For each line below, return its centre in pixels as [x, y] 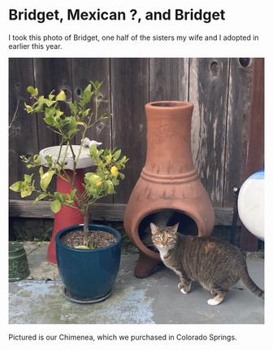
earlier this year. [35, 46]
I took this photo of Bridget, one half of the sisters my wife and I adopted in [134, 37]
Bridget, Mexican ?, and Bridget [117, 15]
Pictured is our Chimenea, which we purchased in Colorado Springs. [123, 337]
